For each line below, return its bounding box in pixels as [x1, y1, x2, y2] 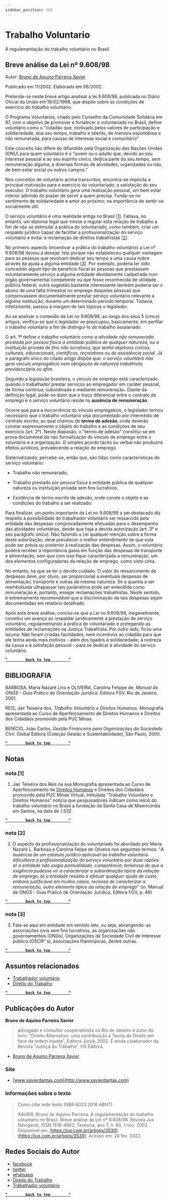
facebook [12, 1161, 33, 1167]
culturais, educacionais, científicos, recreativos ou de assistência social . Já [5, 350, 162, 356]
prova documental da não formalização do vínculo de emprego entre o [5, 434, 152, 440]
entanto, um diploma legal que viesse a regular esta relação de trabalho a [5, 218, 157, 225]
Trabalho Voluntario [5, 29, 91, 40]
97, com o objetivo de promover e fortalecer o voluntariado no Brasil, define [5, 119, 162, 125]
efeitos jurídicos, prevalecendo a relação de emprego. [5, 445, 117, 451]
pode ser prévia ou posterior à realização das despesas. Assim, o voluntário [5, 542, 162, 548]
